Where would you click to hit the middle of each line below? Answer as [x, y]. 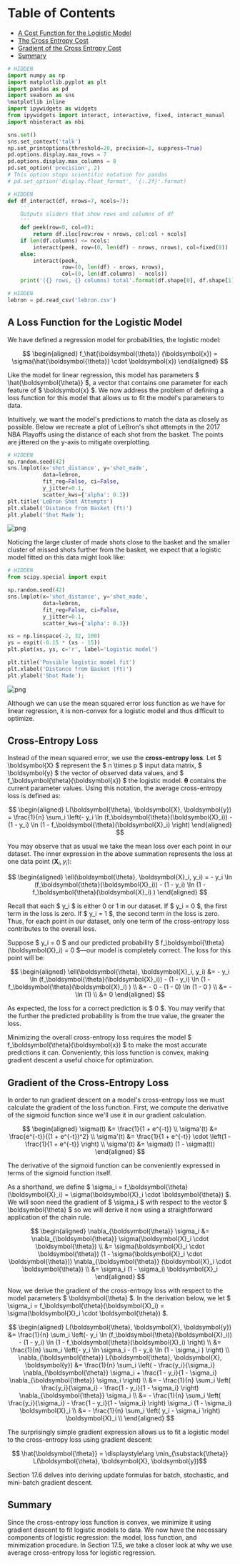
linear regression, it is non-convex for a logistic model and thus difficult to [116, 711]
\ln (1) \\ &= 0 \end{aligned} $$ [120, 995]
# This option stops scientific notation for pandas [87, 175]
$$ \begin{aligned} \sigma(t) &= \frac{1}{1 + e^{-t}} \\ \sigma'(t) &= [120, 1129]
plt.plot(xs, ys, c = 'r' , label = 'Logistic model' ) [83, 649]
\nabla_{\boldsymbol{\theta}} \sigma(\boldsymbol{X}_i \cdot [120, 1239]
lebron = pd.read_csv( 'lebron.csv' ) [62, 300]
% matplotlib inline [36, 102]
